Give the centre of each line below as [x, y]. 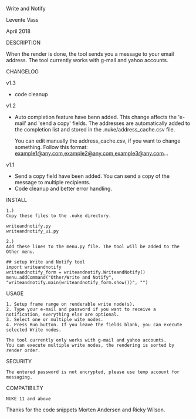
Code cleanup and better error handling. [63, 188]
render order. [23, 350]
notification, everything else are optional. [62, 315]
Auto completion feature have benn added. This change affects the [96, 117]
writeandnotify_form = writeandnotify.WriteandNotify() [76, 272]
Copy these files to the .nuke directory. [59, 216]
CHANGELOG [23, 72]
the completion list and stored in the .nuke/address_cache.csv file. [95, 129]
